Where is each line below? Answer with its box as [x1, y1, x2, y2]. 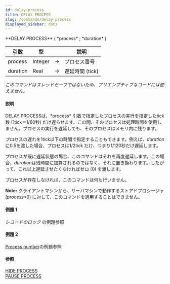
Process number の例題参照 [5, 243, 62, 250]
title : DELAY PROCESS [5, 12, 51, 17]
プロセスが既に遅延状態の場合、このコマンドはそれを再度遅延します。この [5, 153, 160, 160]
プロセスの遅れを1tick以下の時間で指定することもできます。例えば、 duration [5, 136, 164, 143]
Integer [32, 58, 50, 65]
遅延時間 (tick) [64, 68, 99, 75]
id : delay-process [5, 7, 44, 13]
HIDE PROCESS [5, 268, 38, 274]
